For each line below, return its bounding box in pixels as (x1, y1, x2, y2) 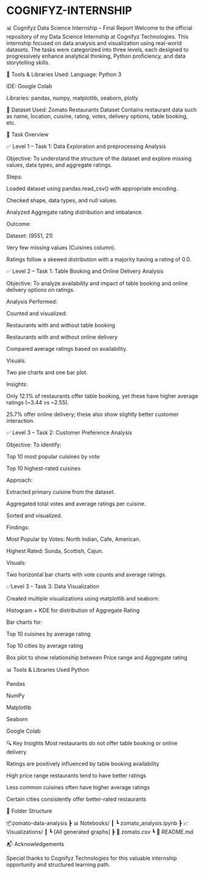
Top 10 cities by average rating (6, 642, 83, 649)
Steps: (6, 173, 23, 180)
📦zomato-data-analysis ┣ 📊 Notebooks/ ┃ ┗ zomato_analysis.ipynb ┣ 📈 (6, 819, 189, 826)
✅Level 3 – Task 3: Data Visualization (6, 582, 99, 590)
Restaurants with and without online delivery (6, 333, 118, 340)
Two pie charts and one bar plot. (6, 368, 88, 376)
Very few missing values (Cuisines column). (6, 244, 116, 251)
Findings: (6, 523, 30, 530)
